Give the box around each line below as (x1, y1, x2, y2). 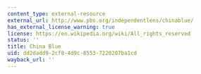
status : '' (7, 37, 39, 44)
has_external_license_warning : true (7, 23, 115, 30)
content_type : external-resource (7, 10, 106, 18)
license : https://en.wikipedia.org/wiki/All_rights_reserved (7, 30, 191, 37)
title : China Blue (7, 43, 61, 50)
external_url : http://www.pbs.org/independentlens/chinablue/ (7, 17, 194, 24)
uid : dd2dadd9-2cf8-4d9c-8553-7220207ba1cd (7, 50, 138, 57)
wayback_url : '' (7, 56, 55, 63)
